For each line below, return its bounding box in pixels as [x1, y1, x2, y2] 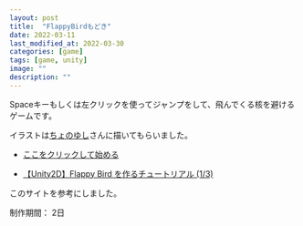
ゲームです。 [9, 110, 57, 121]
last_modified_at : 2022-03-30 [9, 38, 125, 48]
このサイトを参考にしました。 [9, 188, 121, 199]
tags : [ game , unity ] [9, 56, 89, 65]
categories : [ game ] [9, 47, 84, 56]
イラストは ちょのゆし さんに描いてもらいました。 [9, 129, 193, 140]
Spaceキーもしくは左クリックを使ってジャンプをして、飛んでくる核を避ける [9, 98, 295, 109]
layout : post [9, 13, 59, 23]
